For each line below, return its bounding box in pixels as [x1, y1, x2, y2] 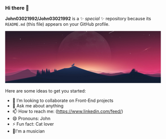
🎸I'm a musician [12, 128, 45, 134]
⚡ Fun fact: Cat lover [12, 121, 54, 127]
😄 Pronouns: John [12, 116, 51, 122]
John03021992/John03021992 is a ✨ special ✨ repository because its [5, 16, 152, 22]
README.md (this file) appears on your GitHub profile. [5, 21, 110, 27]
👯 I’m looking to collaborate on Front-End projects [12, 97, 114, 103]
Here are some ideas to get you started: [5, 88, 86, 94]
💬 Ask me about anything [12, 103, 64, 109]
